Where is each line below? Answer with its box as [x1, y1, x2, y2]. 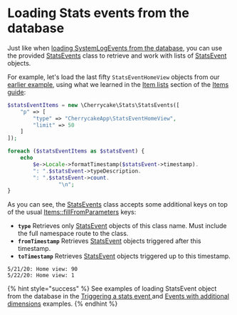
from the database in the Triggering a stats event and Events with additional [7, 292, 230, 301]
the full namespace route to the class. [17, 229, 129, 238]
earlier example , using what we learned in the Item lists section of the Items [7, 80, 229, 88]
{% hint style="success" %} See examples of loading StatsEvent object [7, 284, 217, 293]
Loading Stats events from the [7, 5, 190, 21]
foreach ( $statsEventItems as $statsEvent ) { [7, 148, 144, 155]
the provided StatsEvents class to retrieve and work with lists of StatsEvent [7, 51, 227, 60]
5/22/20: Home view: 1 [7, 272, 75, 279]
